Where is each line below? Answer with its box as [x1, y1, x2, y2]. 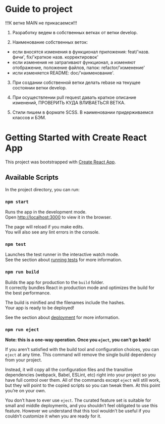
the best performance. [5, 289, 51, 296]
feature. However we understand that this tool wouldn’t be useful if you [5, 408, 150, 414]
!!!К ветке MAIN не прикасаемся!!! [5, 20, 77, 26]
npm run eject [5, 327, 39, 332]
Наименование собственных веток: [12, 39, 88, 45]
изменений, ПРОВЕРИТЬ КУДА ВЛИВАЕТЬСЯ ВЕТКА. [12, 99, 125, 105]
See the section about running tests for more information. [5, 257, 122, 263]
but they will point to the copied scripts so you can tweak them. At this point [5, 382, 160, 388]
